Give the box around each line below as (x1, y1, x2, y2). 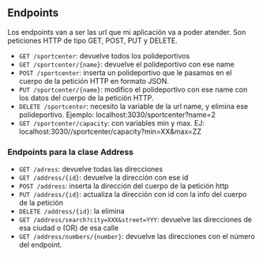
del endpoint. (18, 240, 62, 250)
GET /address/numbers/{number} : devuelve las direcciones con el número (18, 232, 256, 241)
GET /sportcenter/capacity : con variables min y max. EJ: (18, 118, 205, 127)
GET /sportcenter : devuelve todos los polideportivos (18, 51, 190, 60)
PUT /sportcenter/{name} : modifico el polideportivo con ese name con (18, 85, 248, 94)
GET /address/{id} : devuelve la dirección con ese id (18, 173, 189, 183)
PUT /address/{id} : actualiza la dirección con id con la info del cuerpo (18, 190, 247, 199)
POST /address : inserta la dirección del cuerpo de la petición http (18, 181, 229, 191)
